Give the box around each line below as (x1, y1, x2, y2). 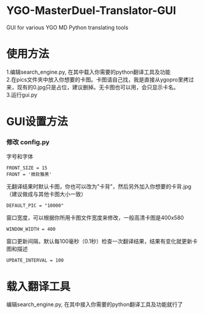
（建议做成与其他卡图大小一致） (6, 190, 86, 198)
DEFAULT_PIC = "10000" (6, 203, 64, 209)
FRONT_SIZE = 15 (6, 165, 47, 171)
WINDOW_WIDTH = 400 (6, 226, 56, 232)
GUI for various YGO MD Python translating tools (6, 24, 129, 31)
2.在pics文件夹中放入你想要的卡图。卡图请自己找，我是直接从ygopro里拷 (6, 75, 189, 83)
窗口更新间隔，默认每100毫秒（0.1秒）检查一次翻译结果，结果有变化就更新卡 (6, 238, 198, 245)
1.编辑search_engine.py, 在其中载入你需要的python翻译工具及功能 (6, 68, 171, 75)
